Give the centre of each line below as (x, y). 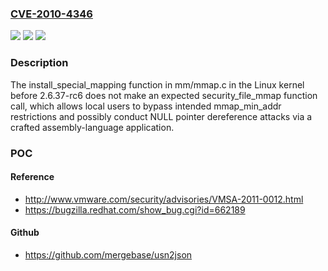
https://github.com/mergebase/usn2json (108, 254)
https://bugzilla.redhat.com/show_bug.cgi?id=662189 (135, 209)
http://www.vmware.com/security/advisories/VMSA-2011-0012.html (164, 199)
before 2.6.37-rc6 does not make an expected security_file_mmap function (164, 95)
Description (39, 63)
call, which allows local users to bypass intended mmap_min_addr (146, 106)
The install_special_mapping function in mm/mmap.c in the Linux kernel (157, 84)
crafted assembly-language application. (92, 127)
